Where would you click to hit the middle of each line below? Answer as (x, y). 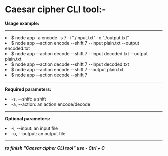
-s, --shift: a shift (29, 99)
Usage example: (22, 23)
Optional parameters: (28, 118)
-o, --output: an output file (39, 133)
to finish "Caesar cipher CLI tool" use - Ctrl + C (55, 148)
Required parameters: (28, 89)
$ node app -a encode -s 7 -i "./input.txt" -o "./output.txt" (70, 37)
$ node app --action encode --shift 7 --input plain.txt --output (76, 43)
